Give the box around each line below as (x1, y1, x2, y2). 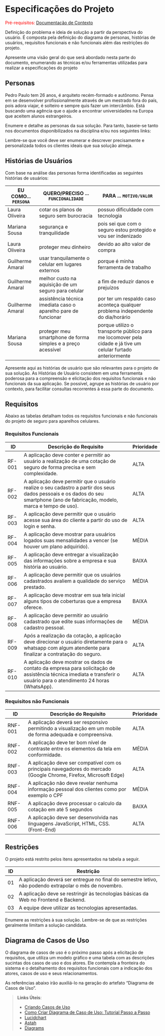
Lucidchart (24, 1014, 47, 1020)
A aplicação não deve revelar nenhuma (27, 779, 118, 786)
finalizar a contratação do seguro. (24, 650, 102, 657)
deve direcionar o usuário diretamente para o (24, 638, 128, 645)
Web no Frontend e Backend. (19, 896, 86, 903)
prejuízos (97, 284, 119, 291)
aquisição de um (39, 281, 78, 288)
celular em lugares (39, 260, 82, 267)
